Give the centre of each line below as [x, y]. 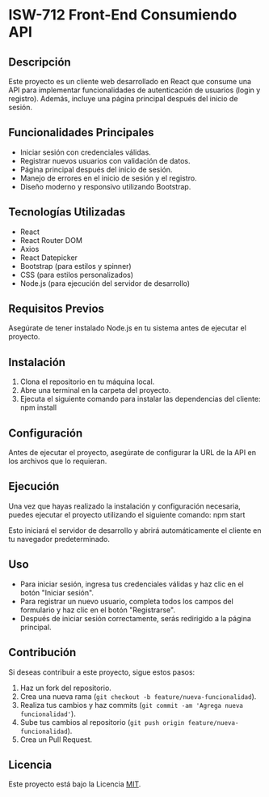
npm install [38, 407]
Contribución [42, 652]
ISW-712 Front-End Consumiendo [123, 15]
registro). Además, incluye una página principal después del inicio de [123, 98]
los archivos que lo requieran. [58, 461]
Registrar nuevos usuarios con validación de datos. [105, 160]
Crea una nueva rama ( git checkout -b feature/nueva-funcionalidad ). [138, 696]
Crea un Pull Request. [56, 739]
